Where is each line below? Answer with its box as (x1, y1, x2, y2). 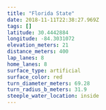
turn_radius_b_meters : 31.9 (7, 86, 88, 93)
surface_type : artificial (7, 67, 81, 74)
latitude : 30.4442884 (7, 29, 69, 36)
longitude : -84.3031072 (7, 36, 75, 42)
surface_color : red (7, 73, 63, 81)
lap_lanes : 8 (7, 55, 44, 61)
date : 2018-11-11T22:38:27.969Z (7, 16, 99, 23)
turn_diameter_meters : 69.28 (7, 80, 90, 87)
